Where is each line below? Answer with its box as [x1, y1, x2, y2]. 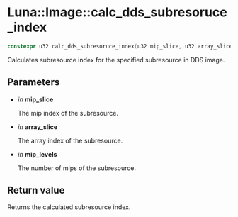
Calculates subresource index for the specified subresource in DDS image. [7, 55, 225, 64]
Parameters [7, 76, 60, 89]
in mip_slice [17, 95, 54, 104]
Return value [7, 184, 65, 196]
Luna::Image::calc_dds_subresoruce [7, 4, 228, 21]
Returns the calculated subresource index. [7, 203, 131, 211]
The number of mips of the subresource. [17, 164, 137, 172]
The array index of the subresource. [17, 136, 123, 145]
